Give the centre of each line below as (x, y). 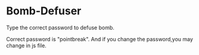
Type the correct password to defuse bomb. (60, 27)
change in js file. (26, 45)
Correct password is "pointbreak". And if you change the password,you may (100, 39)
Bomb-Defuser (44, 11)
